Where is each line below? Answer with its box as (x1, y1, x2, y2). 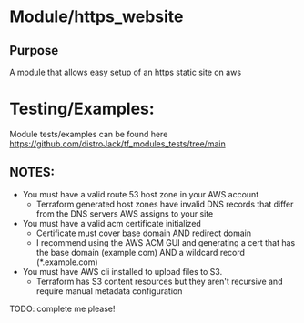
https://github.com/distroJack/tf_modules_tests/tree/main (9, 138, 226, 149)
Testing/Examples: (9, 98, 155, 119)
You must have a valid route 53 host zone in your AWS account (22, 188, 259, 199)
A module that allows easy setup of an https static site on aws (9, 66, 242, 77)
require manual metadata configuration (35, 285, 183, 297)
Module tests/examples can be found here (9, 128, 168, 139)
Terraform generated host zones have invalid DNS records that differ (35, 198, 294, 209)
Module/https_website (9, 6, 184, 27)
